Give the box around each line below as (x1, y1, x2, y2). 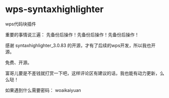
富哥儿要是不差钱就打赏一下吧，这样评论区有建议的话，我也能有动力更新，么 (5, 70, 164, 76)
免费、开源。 (5, 59, 32, 65)
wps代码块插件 (5, 21, 36, 27)
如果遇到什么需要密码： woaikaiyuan (5, 87, 82, 93)
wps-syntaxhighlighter (5, 4, 104, 15)
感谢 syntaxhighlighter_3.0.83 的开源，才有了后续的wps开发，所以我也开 (5, 42, 156, 48)
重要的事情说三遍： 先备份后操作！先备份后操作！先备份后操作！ (5, 31, 139, 37)
